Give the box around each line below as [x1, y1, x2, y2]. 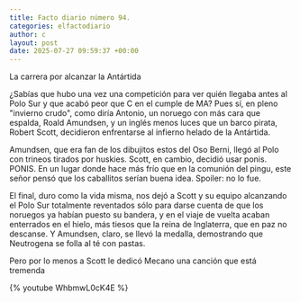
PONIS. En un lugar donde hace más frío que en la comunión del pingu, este [9, 164, 292, 174]
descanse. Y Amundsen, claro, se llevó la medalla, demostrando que [9, 228, 264, 239]
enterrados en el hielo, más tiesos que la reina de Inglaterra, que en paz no [9, 219, 287, 230]
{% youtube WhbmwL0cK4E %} [9, 282, 129, 293]
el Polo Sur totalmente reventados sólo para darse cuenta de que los [9, 200, 264, 211]
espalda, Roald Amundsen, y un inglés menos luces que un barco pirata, [9, 118, 277, 129]
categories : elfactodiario [9, 22, 111, 31]
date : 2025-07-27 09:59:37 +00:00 [9, 47, 140, 56]
